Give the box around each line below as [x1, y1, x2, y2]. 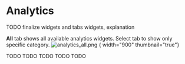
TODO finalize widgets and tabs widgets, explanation [6, 23, 135, 31]
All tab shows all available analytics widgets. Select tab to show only [6, 35, 173, 42]
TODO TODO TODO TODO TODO [6, 52, 87, 59]
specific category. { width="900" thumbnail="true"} [6, 41, 180, 48]
